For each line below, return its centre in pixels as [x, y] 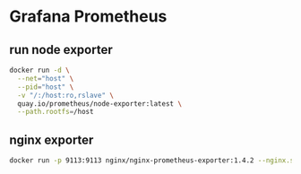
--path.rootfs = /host [56, 112]
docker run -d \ [39, 70]
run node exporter [61, 50]
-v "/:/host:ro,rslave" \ [66, 95]
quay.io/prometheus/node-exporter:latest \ [99, 104]
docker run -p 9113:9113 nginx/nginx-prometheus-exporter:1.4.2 [132, 161]
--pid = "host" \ [46, 87]
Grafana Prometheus [88, 17]
